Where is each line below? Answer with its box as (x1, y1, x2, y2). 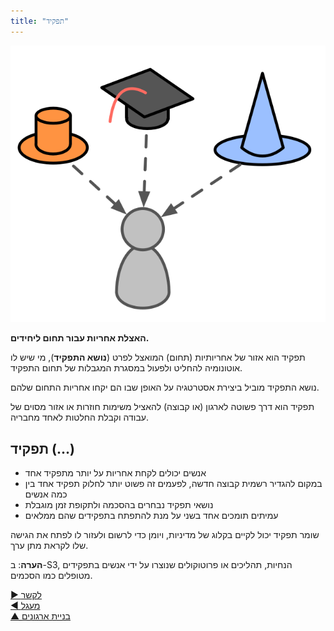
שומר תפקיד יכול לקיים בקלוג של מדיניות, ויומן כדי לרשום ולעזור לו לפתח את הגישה (10, 529, 320, 541)
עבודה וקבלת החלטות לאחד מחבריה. (10, 411, 150, 424)
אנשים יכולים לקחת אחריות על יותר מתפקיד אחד (24, 467, 207, 479)
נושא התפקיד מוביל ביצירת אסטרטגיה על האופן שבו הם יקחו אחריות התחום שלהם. (10, 381, 320, 394)
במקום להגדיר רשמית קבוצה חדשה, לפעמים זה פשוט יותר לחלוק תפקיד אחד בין (24, 478, 323, 490)
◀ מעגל (10, 600, 41, 612)
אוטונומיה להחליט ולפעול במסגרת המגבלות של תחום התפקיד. (10, 362, 243, 374)
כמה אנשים (24, 488, 68, 500)
